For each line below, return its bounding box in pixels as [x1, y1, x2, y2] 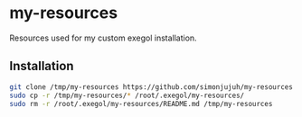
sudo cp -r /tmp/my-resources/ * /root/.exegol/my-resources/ [9, 91, 245, 100]
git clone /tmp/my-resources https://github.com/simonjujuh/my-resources [9, 82, 294, 92]
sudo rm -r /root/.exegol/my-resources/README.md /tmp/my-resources [9, 99, 273, 108]
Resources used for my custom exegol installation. [9, 32, 197, 43]
